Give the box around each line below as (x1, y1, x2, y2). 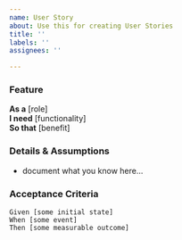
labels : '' (9, 37, 50, 47)
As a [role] (9, 103, 48, 114)
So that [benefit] (9, 122, 70, 134)
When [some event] (9, 216, 78, 225)
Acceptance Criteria (9, 187, 99, 200)
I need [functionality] (9, 113, 87, 124)
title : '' (9, 29, 46, 38)
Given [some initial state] (9, 208, 114, 217)
